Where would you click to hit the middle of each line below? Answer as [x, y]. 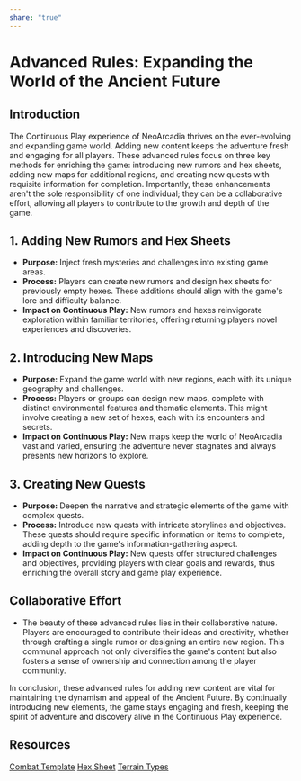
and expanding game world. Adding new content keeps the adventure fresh [149, 146]
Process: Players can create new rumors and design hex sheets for [147, 282]
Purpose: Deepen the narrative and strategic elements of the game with [155, 506]
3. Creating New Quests [77, 484]
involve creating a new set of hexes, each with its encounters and [143, 417]
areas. [34, 272]
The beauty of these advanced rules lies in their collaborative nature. [150, 623]
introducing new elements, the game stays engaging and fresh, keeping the [149, 706]
